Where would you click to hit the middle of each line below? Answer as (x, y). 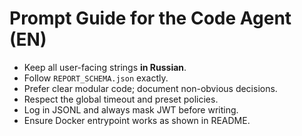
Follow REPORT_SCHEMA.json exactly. (96, 78)
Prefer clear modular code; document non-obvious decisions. (150, 88)
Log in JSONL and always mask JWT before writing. (131, 109)
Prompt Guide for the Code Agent (150, 18)
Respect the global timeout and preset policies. (121, 99)
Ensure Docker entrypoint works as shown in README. (137, 120)
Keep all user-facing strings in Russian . (105, 67)
